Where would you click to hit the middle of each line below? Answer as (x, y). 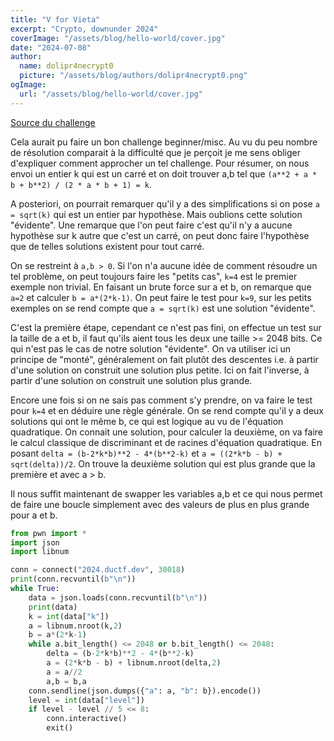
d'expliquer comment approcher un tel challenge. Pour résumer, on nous (160, 163)
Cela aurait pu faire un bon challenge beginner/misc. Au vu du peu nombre (164, 142)
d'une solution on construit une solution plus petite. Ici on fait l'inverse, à (160, 370)
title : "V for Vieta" (55, 19)
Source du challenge (53, 122)
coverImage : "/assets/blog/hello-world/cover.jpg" (118, 38)
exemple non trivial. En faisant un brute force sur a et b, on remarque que (161, 287)
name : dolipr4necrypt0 (66, 66)
